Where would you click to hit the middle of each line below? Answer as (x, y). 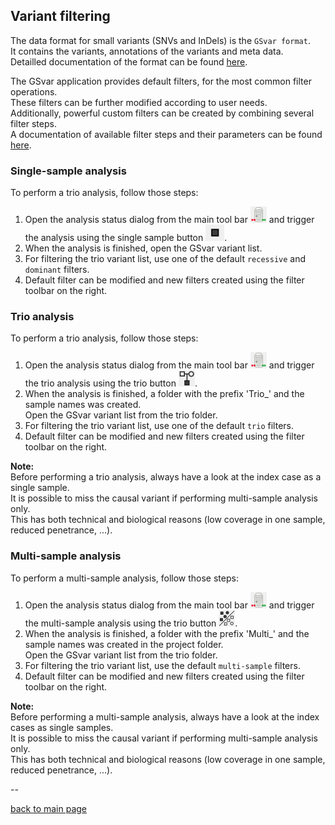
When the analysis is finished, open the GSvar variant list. (143, 248)
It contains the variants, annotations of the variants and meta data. (147, 51)
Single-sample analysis (68, 171)
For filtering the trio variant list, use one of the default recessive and (165, 259)
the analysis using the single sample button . (126, 238)
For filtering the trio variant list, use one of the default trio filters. (159, 426)
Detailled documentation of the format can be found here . (129, 61)
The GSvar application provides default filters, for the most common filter (161, 81)
